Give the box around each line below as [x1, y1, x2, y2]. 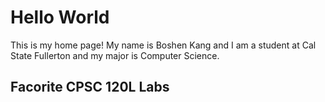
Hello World [10, 6, 110, 29]
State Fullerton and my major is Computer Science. [10, 49, 220, 61]
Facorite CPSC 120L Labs [10, 79, 170, 96]
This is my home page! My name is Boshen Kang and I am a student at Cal [10, 39, 317, 51]
